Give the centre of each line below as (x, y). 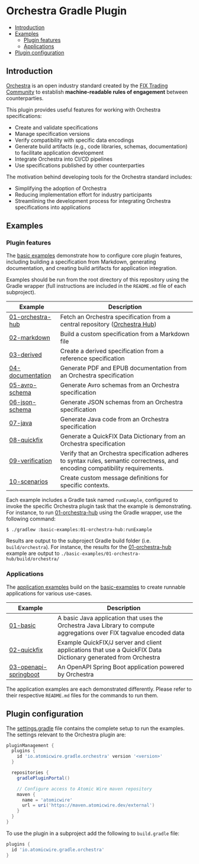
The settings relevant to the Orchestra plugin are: (66, 735)
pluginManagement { (30, 745)
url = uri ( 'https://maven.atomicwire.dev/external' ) (88, 805)
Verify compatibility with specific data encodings (74, 140)
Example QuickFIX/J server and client (109, 642)
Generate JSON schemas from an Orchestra (121, 402)
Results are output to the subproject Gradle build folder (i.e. (78, 541)
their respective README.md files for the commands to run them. (82, 695)
